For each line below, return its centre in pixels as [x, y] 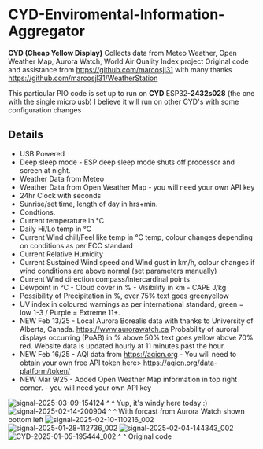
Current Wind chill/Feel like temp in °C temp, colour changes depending [136, 237]
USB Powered [42, 153]
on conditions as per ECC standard [76, 245]
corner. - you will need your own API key [85, 388]
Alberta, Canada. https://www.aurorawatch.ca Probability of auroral [129, 329]
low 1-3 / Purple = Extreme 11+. [70, 312]
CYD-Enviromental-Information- [117, 15]
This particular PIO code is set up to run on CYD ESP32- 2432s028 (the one [131, 93]
